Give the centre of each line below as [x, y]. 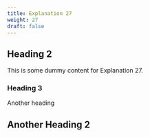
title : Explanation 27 [40, 13]
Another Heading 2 [49, 124]
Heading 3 [25, 88]
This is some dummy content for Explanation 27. [75, 71]
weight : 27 [23, 20]
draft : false [26, 26]
